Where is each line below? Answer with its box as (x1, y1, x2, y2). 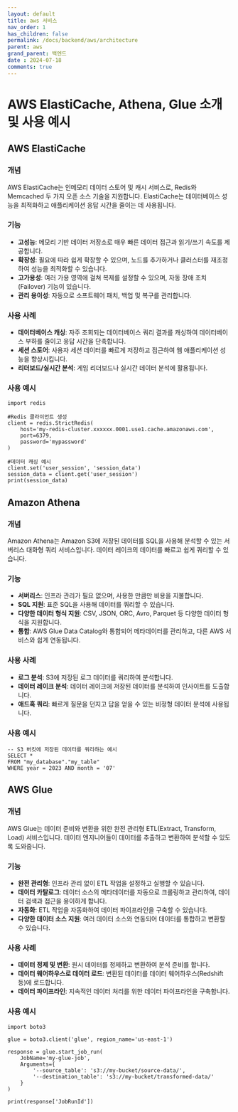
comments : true (7, 63, 53, 70)
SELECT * (7, 752, 33, 759)
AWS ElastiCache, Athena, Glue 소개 (7, 96, 223, 112)
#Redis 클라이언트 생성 (7, 413, 67, 420)
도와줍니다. (14, 842, 46, 850)
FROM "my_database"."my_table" (7, 758, 100, 766)
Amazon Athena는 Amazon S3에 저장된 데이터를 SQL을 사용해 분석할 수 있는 (7, 536, 222, 545)
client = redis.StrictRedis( (7, 420, 94, 427)
